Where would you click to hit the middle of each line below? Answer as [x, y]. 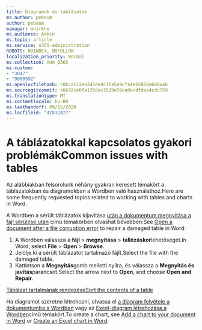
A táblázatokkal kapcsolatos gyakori [99, 142]
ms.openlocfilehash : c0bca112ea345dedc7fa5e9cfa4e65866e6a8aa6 [87, 85]
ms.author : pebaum [29, 17]
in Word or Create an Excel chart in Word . [58, 321]
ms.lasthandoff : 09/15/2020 [41, 107]
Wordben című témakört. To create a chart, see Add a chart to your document [101, 314]
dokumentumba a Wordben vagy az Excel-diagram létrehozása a [87, 308]
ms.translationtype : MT [36, 96]
